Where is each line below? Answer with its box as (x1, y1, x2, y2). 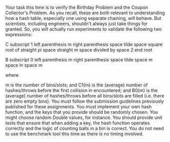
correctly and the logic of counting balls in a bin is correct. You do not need (5, 125, 164, 131)
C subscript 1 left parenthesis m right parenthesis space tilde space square (5, 41, 163, 48)
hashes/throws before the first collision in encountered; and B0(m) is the (5, 87, 158, 93)
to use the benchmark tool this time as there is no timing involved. (5, 131, 144, 137)
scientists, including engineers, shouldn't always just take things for (5, 20, 148, 27)
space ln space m (5, 62, 42, 68)
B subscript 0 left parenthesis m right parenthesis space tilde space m (5, 57, 153, 63)
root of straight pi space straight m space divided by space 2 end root (5, 47, 153, 53)
